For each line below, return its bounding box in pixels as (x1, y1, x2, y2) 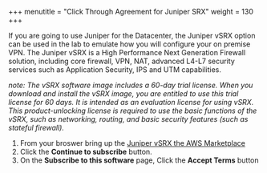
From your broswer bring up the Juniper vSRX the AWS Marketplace (19, 139, 246, 147)
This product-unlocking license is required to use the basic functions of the (8, 106, 257, 115)
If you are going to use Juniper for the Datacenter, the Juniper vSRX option (8, 31, 256, 40)
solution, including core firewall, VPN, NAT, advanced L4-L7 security (8, 56, 235, 66)
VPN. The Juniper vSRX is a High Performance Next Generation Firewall (8, 48, 246, 57)
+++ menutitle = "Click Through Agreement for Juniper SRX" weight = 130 (8, 7, 254, 16)
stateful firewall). (8, 123, 64, 132)
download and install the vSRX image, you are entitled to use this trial (8, 89, 239, 99)
